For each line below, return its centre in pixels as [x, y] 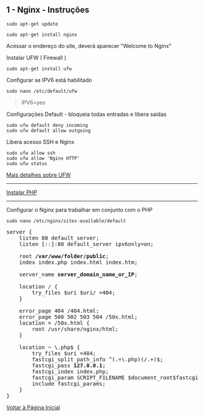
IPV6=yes [33, 102]
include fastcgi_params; [69, 384]
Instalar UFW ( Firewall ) [36, 58]
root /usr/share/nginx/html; [75, 329]
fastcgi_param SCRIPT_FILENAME [78, 378]
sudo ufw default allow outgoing [49, 131]
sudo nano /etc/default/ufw [42, 91]
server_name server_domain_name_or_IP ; [78, 274]
